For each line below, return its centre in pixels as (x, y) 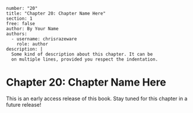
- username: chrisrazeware (44, 39)
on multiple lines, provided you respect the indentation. (85, 59)
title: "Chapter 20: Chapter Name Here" (56, 13)
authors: (17, 34)
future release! (24, 104)
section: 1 (19, 19)
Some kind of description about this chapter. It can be (82, 54)
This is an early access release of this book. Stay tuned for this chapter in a (97, 98)
